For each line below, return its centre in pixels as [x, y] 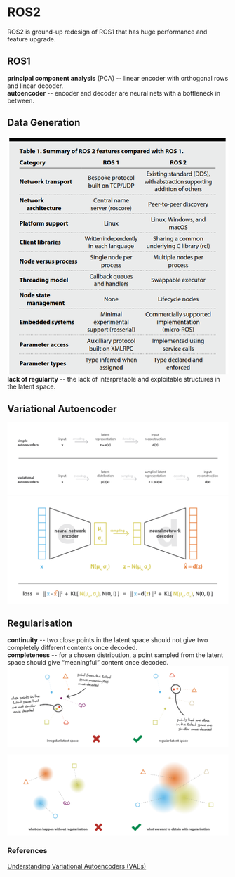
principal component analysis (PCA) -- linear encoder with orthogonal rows [118, 78]
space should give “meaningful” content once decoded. [88, 663]
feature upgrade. [32, 39]
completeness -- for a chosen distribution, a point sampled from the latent [115, 655]
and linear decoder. [35, 86]
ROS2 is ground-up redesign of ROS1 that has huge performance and [107, 32]
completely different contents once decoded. [73, 648]
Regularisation [40, 623]
